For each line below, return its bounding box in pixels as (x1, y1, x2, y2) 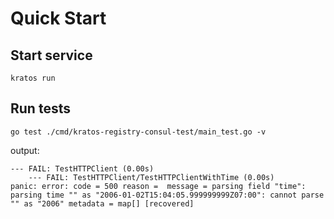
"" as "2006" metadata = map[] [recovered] (10, 198, 195, 209)
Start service (10, 47, 93, 64)
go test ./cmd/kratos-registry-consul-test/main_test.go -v (10, 127, 267, 137)
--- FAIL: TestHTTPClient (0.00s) (10, 163, 155, 174)
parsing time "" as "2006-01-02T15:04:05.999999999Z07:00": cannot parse (10, 190, 325, 200)
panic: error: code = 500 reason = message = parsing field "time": (10, 181, 307, 191)
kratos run (10, 73, 56, 83)
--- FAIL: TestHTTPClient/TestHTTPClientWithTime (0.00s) (28, 172, 275, 182)
